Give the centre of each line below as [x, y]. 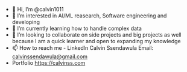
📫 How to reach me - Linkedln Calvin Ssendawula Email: [83, 48]
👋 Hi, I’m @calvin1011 [38, 9]
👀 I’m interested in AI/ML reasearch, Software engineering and [89, 16]
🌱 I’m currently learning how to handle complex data [77, 28]
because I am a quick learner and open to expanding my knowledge [96, 41]
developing [26, 22]
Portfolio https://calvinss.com [49, 63]
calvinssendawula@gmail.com [50, 56]
